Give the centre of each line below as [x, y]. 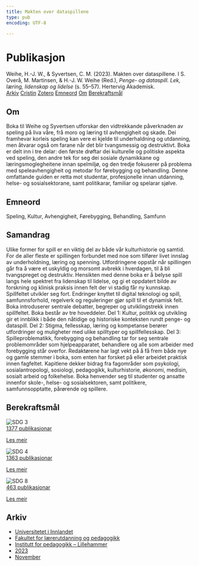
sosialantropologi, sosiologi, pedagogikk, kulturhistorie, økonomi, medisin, [97, 370]
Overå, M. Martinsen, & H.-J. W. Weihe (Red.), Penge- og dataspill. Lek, [94, 81]
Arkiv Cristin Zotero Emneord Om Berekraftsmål [64, 93]
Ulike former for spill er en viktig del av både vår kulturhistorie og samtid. [95, 249]
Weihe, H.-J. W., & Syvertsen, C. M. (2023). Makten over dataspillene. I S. [96, 74]
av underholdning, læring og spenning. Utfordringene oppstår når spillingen [99, 262]
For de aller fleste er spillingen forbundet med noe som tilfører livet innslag [97, 256]
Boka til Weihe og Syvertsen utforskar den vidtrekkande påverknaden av [95, 126]
